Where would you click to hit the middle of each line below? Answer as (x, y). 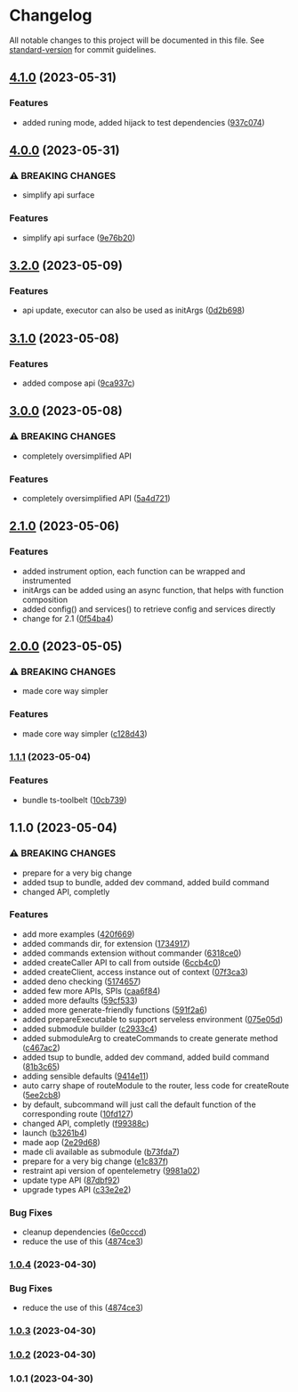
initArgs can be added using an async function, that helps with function (153, 590)
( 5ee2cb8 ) (41, 1095)
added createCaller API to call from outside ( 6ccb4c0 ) (121, 962)
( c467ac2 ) (41, 1047)
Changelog (51, 16)
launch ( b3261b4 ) (54, 1133)
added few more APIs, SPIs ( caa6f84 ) (91, 990)
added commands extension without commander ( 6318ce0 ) (132, 953)
